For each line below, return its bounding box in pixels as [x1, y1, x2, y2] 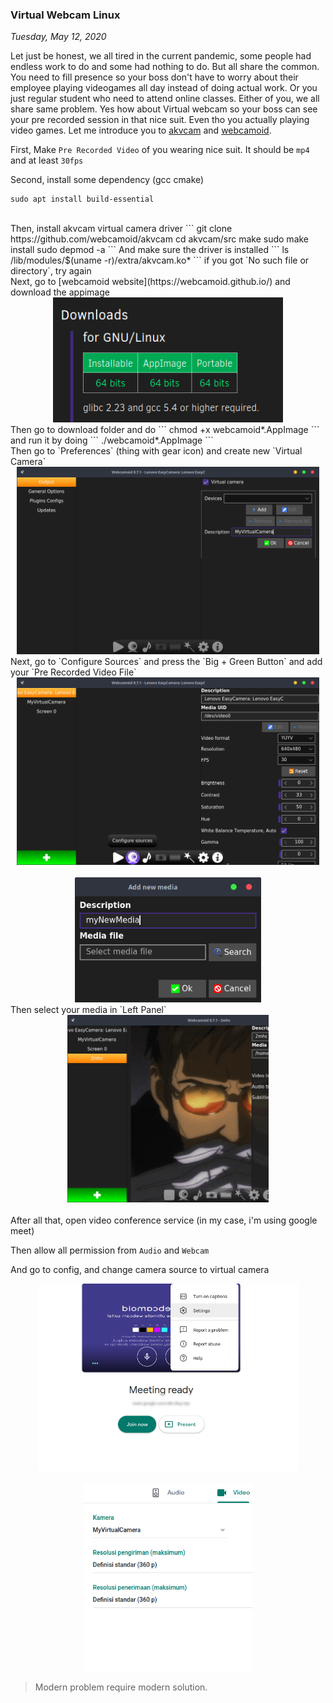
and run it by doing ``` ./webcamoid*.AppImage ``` [10, 434, 214, 447]
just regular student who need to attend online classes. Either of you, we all [10, 93, 320, 105]
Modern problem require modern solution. [34, 1681, 208, 1693]
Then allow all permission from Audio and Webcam [10, 1244, 210, 1257]
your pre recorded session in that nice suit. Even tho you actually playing [10, 114, 310, 126]
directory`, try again [10, 265, 92, 277]
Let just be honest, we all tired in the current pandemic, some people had [10, 50, 312, 62]
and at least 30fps [10, 154, 84, 167]
